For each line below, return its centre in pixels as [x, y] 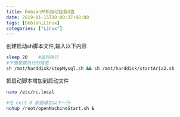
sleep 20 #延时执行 [32, 57]
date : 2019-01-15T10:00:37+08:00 [48, 17]
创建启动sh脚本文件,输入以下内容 [46, 46]
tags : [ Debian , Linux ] [33, 23]
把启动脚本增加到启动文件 [38, 81]
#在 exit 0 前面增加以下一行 [38, 103]
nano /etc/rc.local [30, 92]
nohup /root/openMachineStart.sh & [50, 108]
